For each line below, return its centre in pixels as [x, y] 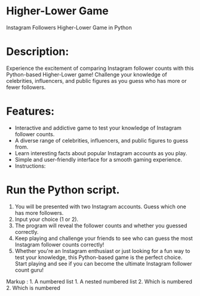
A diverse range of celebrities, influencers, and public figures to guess [101, 140]
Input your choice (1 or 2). [47, 219]
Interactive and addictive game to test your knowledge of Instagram [98, 128]
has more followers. [39, 212]
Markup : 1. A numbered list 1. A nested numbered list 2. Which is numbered [99, 281]
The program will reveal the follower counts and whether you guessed [101, 226]
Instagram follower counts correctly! [59, 244]
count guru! [29, 270]
